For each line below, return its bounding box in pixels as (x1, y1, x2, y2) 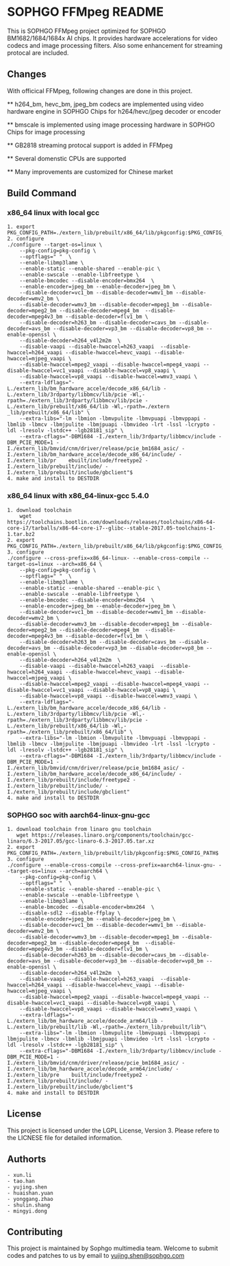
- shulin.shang (7, 1202, 51, 1208)
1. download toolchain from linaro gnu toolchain (7, 826, 152, 833)
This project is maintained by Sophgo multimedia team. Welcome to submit (7, 1244, 218, 1252)
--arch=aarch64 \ (59, 868, 109, 875)
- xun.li (7, 1171, 32, 1178)
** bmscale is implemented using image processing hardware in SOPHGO (7, 121, 216, 129)
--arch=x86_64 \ (55, 560, 103, 567)
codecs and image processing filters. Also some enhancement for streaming (7, 41, 223, 49)
